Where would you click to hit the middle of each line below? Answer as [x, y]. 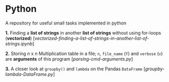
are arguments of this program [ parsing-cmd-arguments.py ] [69, 59]
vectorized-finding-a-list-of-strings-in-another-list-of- [92, 38]
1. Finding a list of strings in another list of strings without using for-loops [83, 33]
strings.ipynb [19, 43]
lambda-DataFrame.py [29, 74]
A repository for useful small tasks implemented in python [66, 23]
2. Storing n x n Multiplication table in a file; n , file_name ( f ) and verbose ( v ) [84, 53]
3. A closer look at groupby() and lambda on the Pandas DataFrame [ [75, 69]
